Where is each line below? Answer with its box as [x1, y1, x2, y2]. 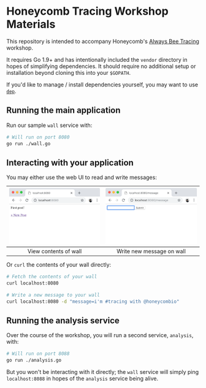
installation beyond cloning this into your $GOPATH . [6, 69, 131, 76]
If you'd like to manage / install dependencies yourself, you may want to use [6, 81, 198, 88]
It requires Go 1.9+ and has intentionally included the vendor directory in [6, 56, 188, 63]
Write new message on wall [116, 247, 186, 255]
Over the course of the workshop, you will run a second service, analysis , [6, 332, 194, 339]
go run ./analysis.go [6, 357, 62, 363]
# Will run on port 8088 [6, 351, 70, 357]
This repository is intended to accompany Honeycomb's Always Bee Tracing [6, 37, 199, 45]
